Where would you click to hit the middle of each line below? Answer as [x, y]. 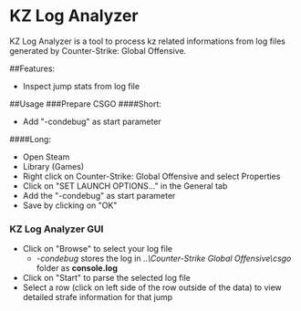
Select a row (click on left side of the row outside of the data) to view [152, 287]
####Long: [31, 139]
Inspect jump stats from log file [81, 86]
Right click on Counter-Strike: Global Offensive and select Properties [151, 176]
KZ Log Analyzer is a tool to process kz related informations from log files [147, 41]
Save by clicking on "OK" [70, 205]
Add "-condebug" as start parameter [92, 121]
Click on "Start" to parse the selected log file [107, 278]
